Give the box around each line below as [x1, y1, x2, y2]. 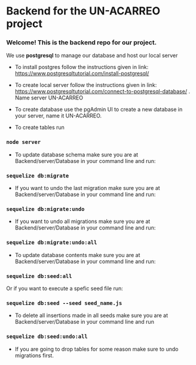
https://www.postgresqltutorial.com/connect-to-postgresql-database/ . [14, 88, 190, 95]
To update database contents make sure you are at [14, 251, 140, 258]
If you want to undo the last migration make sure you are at [14, 185, 160, 192]
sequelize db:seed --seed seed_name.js [6, 300, 122, 306]
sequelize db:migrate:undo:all [6, 239, 97, 246]
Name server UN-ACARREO [14, 94, 84, 101]
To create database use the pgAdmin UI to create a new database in [14, 106, 183, 113]
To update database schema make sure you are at [14, 151, 139, 158]
